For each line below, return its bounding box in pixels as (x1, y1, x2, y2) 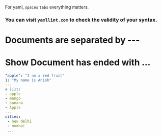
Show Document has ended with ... (5, 57, 151, 68)
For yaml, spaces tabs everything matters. (5, 4, 89, 10)
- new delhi (7, 119, 32, 124)
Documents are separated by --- (5, 34, 140, 46)
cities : (5, 114, 21, 119)
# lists (5, 87, 21, 92)
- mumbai (7, 123, 26, 128)
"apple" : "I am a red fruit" (5, 73, 65, 78)
